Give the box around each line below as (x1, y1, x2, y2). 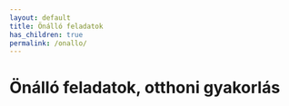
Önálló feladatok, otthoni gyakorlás (9, 78, 281, 98)
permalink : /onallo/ (9, 38, 88, 48)
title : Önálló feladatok (9, 22, 104, 31)
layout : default (9, 13, 71, 23)
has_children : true (9, 30, 84, 39)
